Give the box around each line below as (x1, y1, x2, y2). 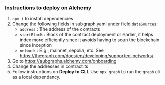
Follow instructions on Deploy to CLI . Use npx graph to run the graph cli (12, 69, 160, 75)
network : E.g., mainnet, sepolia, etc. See (19, 47, 104, 54)
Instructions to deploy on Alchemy (5, 4, 92, 11)
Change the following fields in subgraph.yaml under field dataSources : (12, 21, 158, 27)
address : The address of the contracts (19, 26, 100, 32)
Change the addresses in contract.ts (12, 63, 88, 69)
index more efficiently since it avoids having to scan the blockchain (19, 37, 160, 43)
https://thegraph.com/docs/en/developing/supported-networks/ (19, 53, 154, 59)
